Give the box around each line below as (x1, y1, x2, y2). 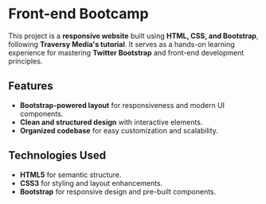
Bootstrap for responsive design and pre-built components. (19, 187, 217, 196)
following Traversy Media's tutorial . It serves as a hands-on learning (8, 39, 235, 48)
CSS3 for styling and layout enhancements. (19, 178, 163, 187)
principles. (8, 56, 43, 66)
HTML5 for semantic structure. (19, 170, 122, 179)
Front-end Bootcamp (8, 5, 149, 23)
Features (8, 79, 53, 93)
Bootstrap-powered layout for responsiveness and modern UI (19, 100, 225, 110)
